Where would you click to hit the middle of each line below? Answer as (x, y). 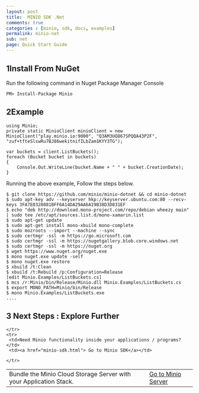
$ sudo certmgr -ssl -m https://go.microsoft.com (69, 236)
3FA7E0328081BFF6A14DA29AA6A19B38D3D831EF (73, 205)
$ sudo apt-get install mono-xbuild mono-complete (70, 225)
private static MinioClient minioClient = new (65, 131)
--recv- (177, 199)
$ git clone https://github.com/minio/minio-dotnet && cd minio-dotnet (96, 194)
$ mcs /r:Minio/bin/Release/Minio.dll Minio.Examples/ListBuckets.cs (94, 282)
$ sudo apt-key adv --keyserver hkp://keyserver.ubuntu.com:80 (86, 199)
